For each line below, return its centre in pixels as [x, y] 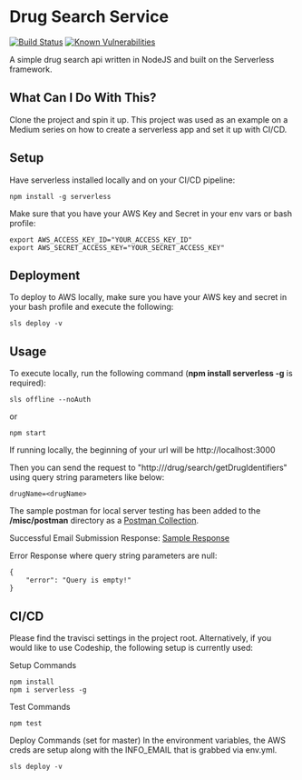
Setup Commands [43, 665]
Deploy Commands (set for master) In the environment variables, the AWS [148, 740]
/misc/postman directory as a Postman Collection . [104, 521]
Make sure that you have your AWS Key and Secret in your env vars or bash [151, 213]
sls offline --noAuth [50, 400]
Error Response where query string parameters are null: [113, 555]
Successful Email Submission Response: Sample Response [119, 538]
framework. [31, 69]
